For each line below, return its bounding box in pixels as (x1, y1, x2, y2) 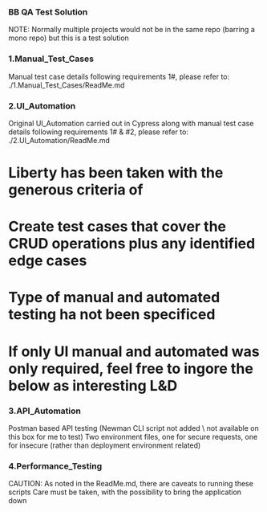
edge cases (8, 252, 87, 270)
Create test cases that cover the (8, 218, 227, 236)
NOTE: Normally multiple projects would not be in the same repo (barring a (8, 25, 255, 35)
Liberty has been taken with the (8, 164, 224, 182)
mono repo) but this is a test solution (8, 33, 130, 43)
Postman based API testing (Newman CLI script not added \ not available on (8, 423, 259, 432)
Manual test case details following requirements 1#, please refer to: (8, 72, 230, 81)
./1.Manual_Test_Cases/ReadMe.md (8, 80, 125, 90)
